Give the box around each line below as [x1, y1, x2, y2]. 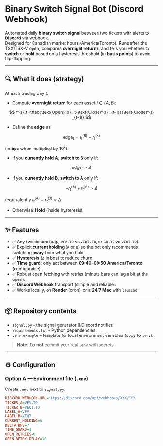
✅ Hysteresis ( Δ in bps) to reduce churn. [12, 255, 94, 261]
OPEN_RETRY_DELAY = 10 [5, 436, 47, 441]
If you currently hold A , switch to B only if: [12, 155, 98, 161]
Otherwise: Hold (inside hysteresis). [12, 207, 84, 213]
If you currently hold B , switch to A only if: [12, 175, 98, 181]
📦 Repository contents [5, 307, 77, 315]
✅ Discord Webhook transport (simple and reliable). [12, 281, 116, 288]
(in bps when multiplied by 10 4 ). [5, 145, 69, 151]
